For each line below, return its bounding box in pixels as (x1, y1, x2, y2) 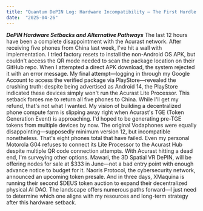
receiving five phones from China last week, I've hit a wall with (6, 44, 162, 52)
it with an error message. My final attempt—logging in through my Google (6, 70, 190, 77)
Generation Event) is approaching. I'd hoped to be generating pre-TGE (6, 115, 182, 122)
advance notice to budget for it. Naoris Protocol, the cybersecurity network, (6, 166, 196, 173)
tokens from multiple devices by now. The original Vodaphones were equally (6, 121, 197, 129)
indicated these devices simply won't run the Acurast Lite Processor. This (6, 89, 190, 96)
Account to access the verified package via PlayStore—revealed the (6, 76, 176, 84)
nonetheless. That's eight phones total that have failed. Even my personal (6, 134, 190, 141)
